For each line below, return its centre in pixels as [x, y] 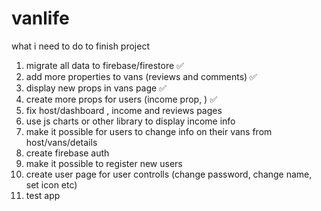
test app [43, 195]
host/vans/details [61, 142]
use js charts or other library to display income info [130, 121]
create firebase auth [67, 153]
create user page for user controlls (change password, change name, [169, 174]
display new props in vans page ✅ [96, 88]
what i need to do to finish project [80, 46]
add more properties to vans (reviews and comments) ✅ [141, 76]
